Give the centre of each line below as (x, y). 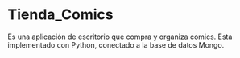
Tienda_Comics (60, 15)
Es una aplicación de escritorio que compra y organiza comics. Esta (120, 37)
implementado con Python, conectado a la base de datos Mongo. (116, 44)
